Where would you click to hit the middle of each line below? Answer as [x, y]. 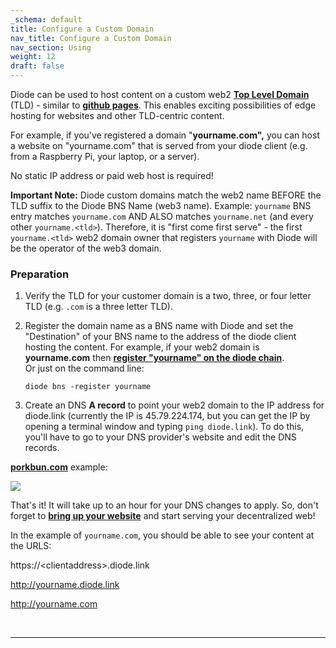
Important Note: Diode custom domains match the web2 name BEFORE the [166, 195]
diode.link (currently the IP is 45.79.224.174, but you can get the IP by [167, 416]
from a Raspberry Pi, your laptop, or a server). [105, 156]
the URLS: [31, 546]
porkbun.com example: [59, 467]
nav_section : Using [51, 47]
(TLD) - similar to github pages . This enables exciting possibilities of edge [163, 105]
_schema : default [46, 19]
